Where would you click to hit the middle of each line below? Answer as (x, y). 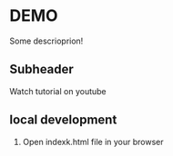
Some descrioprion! (46, 41)
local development (63, 120)
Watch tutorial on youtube (58, 91)
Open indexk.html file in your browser (93, 141)
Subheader (42, 69)
